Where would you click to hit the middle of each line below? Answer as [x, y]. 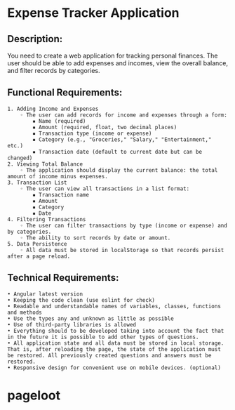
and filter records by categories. [54, 71]
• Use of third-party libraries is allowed [72, 324]
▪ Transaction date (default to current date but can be [117, 152]
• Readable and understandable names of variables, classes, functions [114, 306]
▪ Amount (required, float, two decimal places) [105, 127]
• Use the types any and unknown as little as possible [90, 318]
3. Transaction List [38, 183]
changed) [20, 158]
